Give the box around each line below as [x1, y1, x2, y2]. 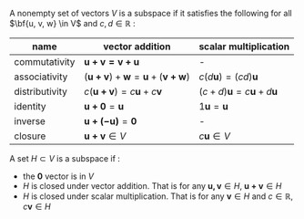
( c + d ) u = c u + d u [198, 86, 279, 98]
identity [14, 100, 47, 112]
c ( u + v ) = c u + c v [84, 86, 162, 98]
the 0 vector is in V [22, 171, 94, 182]
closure [14, 130, 46, 142]
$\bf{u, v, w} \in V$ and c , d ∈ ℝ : [9, 18, 137, 28]
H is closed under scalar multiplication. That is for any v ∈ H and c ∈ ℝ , [22, 191, 294, 202]
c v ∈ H [22, 201, 52, 212]
